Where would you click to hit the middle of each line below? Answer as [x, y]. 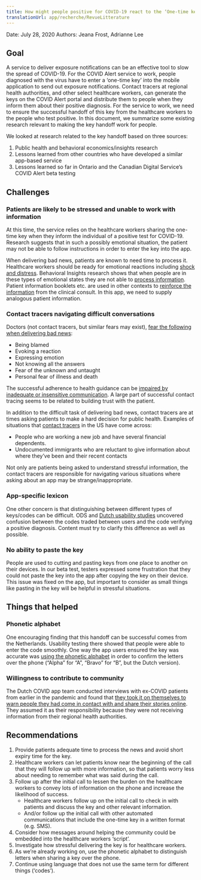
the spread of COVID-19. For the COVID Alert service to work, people [91, 74]
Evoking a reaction [38, 351]
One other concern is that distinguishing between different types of [89, 508]
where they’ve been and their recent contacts [71, 456]
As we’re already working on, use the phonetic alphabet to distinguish [101, 851]
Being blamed [32, 345]
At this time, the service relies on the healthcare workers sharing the [90, 230]
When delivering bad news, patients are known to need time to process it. [97, 260]
